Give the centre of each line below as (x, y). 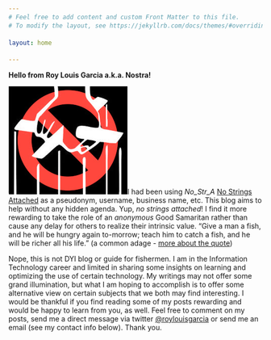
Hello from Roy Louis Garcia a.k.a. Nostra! (80, 75)
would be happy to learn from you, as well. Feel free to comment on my (127, 310)
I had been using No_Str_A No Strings (190, 192)
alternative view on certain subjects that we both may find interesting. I (126, 293)
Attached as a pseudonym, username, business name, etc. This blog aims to (135, 200)
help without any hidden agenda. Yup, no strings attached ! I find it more (128, 209)
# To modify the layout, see (57, 25)
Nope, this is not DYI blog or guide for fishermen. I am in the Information (128, 259)
